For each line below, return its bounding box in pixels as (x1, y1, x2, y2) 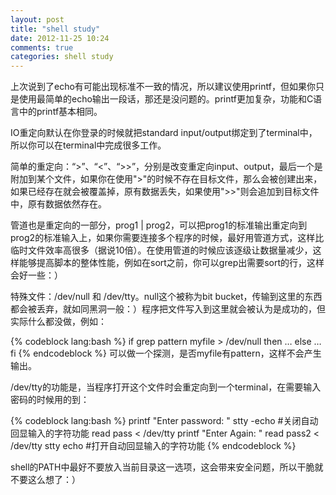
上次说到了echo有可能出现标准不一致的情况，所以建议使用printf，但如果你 (10, 81, 316, 93)
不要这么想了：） (10, 474, 81, 486)
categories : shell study (10, 52, 114, 62)
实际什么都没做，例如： (10, 316, 107, 328)
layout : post (10, 14, 65, 25)
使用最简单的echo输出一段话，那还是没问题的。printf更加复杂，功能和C (18, 93, 314, 105)
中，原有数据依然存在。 (10, 198, 107, 210)
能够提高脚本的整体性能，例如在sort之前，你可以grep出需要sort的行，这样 (18, 257, 325, 269)
